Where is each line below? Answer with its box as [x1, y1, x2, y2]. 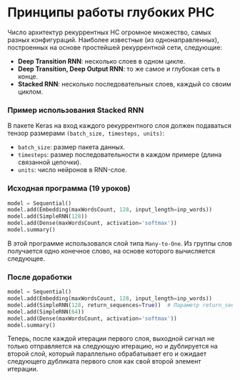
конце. [17, 72, 39, 81]
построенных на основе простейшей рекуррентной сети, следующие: [7, 43, 223, 51]
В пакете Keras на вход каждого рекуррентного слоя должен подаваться [7, 121, 232, 130]
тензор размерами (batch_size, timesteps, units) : [7, 129, 165, 138]
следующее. [7, 254, 46, 263]
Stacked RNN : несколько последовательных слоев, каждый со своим [17, 79, 231, 88]
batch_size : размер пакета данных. [17, 143, 126, 151]
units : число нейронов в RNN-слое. [17, 166, 127, 174]
